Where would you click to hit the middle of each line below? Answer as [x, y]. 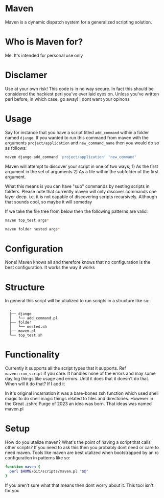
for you [12, 490]
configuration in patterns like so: [38, 458]
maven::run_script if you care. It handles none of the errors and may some [80, 373]
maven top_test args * [27, 220]
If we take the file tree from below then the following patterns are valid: [77, 211]
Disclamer [26, 75]
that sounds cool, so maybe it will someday [48, 202]
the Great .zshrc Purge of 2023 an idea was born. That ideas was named [78, 404]
